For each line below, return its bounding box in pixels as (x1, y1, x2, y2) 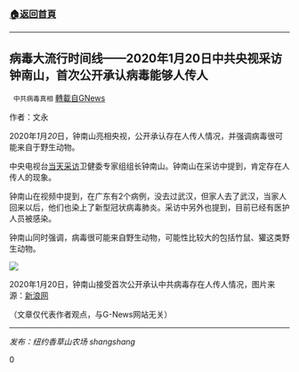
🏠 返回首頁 (9, 7, 57, 20)
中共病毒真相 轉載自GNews (12, 93, 106, 103)
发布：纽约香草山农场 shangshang (9, 336, 136, 347)
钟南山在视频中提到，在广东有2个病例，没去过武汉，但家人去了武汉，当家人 (9, 191, 287, 202)
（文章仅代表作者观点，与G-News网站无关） (9, 310, 173, 320)
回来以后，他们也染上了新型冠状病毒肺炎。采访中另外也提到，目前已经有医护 (9, 203, 290, 213)
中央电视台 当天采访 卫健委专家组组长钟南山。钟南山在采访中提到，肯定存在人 (9, 161, 290, 171)
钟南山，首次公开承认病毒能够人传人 (9, 67, 208, 82)
